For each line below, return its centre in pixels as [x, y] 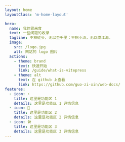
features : [15, 89]
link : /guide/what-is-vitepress [52, 70]
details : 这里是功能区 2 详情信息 [46, 117]
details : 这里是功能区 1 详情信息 [46, 103]
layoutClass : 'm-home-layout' [37, 15]
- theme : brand [30, 61]
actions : [18, 56]
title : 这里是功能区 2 [35, 113]
